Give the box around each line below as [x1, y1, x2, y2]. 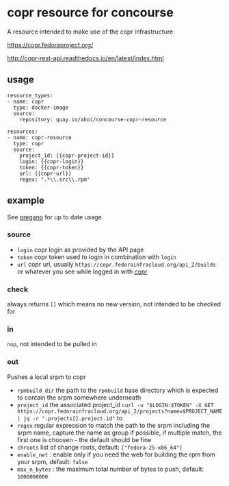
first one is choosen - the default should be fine [16, 435, 152, 444]
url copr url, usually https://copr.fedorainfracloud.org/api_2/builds [16, 260, 217, 268]
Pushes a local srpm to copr [7, 372, 86, 381]
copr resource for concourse [7, 5, 174, 21]
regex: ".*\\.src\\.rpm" [19, 176, 90, 183]
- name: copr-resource [7, 134, 72, 141]
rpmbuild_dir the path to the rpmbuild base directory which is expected [16, 386, 219, 394]
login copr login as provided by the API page [16, 245, 144, 254]
